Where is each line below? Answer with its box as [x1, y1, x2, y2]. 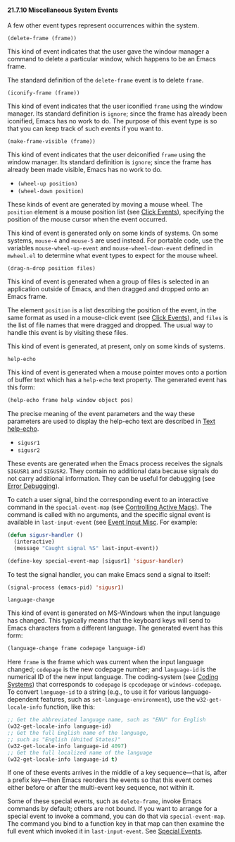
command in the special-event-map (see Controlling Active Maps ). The [7, 503, 212, 511]
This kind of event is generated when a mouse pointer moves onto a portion [7, 368, 227, 377]
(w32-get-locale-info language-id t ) [7, 755, 118, 763]
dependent [7, 695, 39, 704]
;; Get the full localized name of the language [7, 749, 153, 756]
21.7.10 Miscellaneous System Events [7, 6, 118, 14]
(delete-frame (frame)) [7, 35, 77, 42]
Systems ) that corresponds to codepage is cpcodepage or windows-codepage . [7, 681, 222, 689]
